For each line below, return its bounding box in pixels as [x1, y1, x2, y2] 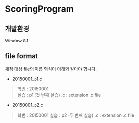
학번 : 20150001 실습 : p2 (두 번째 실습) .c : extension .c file [17, 112, 135, 118]
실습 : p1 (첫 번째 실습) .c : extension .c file [17, 92, 101, 98]
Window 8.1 [5, 38, 29, 43]
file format [5, 52, 38, 60]
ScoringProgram [5, 3, 74, 15]
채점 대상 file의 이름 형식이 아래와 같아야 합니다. [5, 66, 97, 72]
